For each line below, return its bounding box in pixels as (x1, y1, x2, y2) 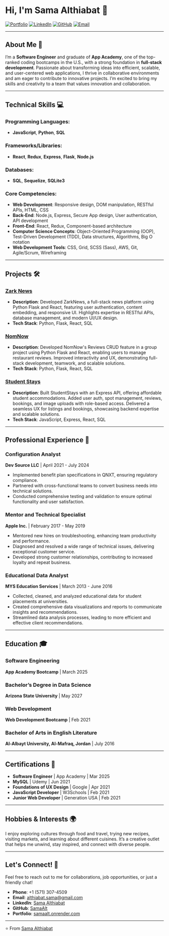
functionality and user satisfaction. (12, 498, 84, 505)
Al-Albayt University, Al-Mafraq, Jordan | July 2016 (5, 741, 115, 747)
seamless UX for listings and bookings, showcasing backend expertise (12, 405, 159, 412)
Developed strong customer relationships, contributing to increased (12, 554, 153, 560)
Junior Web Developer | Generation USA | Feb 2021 (12, 795, 121, 801)
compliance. (12, 477, 39, 483)
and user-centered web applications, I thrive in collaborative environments (5, 70, 159, 76)
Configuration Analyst (5, 451, 61, 458)
